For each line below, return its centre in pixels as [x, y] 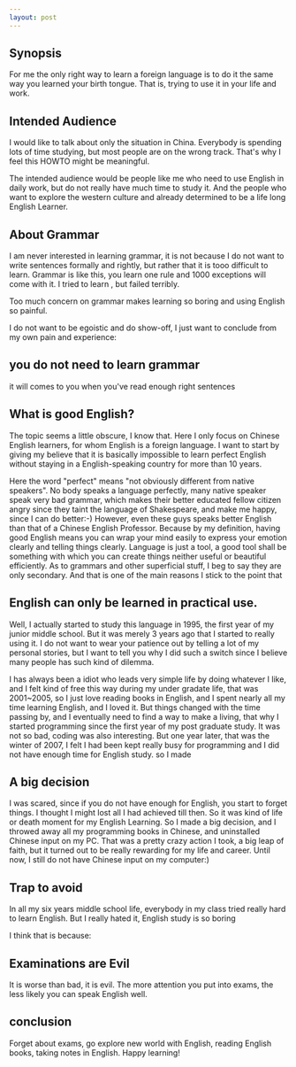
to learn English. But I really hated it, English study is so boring [122, 918]
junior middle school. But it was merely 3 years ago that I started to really [142, 633]
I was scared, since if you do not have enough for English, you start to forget [148, 803]
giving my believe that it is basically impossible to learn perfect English [138, 454]
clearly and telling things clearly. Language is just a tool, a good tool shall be [148, 546]
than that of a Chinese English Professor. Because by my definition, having [145, 528]
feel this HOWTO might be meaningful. [80, 161]
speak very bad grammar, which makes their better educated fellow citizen [145, 499]
